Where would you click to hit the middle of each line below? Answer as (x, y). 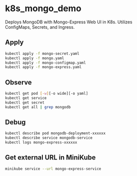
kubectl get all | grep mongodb (38, 107)
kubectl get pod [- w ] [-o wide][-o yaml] (47, 94)
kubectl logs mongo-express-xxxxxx (41, 142)
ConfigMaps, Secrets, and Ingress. (40, 27)
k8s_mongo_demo (43, 9)
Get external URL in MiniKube (50, 158)
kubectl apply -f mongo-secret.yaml (42, 53)
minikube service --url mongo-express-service (53, 169)
